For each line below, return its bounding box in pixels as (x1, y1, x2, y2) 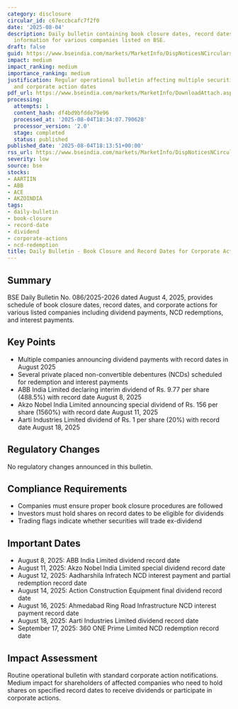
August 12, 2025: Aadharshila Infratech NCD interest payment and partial (17, 571, 231, 580)
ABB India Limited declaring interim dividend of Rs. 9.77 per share (17, 385, 210, 394)
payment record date (17, 609, 79, 617)
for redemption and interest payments (17, 378, 129, 386)
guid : (7, 50, 23, 57)
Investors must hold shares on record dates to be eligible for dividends (17, 509, 225, 518)
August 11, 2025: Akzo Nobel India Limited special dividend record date (17, 564, 225, 572)
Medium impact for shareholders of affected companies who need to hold (7, 678, 223, 687)
